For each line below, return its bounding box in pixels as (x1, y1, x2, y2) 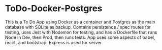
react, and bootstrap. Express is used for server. (5, 39, 103, 45)
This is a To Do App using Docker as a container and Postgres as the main (5, 19, 156, 25)
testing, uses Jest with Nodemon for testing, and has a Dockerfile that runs (5, 29, 158, 35)
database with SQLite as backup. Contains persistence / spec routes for (5, 24, 151, 30)
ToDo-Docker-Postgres (5, 3, 102, 14)
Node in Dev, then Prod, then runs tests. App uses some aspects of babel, (5, 34, 155, 40)
